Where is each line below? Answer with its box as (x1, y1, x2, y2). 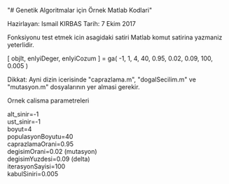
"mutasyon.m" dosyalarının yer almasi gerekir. (7, 83, 140, 91)
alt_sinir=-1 (7, 110, 39, 118)
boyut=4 (7, 125, 32, 133)
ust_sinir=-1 (7, 117, 41, 126)
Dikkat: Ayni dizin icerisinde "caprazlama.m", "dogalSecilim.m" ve (7, 75, 196, 84)
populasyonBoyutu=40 (7, 133, 74, 140)
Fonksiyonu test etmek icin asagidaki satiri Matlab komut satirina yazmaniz (7, 33, 223, 41)
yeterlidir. (7, 41, 35, 48)
